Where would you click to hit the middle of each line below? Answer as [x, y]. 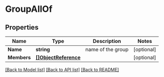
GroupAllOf [29, 9]
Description [107, 41]
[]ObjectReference [58, 58]
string [43, 49]
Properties [22, 27]
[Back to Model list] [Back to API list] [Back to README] [62, 70]
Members [19, 58]
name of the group [107, 49]
